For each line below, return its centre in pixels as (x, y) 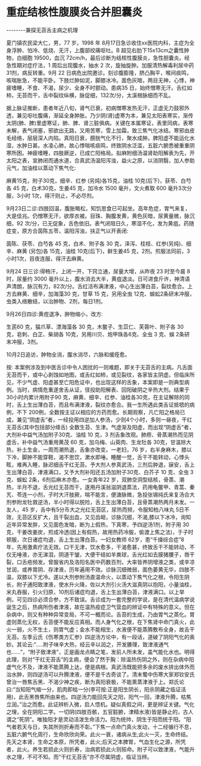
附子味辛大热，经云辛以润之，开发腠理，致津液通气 (106, 644)
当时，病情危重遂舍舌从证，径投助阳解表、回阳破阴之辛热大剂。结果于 (103, 390)
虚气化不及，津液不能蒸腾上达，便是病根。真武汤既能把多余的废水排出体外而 (100, 667)
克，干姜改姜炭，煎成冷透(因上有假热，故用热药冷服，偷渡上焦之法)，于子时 (100, 532)
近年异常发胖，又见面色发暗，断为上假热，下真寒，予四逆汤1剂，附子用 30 (98, 524)
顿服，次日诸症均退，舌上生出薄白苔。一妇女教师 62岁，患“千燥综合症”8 (95, 539)
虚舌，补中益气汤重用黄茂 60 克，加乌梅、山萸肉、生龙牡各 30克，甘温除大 (99, 442)
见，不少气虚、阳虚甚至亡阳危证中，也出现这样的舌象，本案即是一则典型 (95, 382)
